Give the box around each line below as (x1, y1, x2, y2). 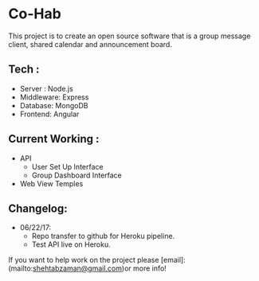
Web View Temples (19, 178, 84, 188)
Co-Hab (8, 5, 61, 23)
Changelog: (8, 201, 68, 215)
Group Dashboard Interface (31, 170, 122, 180)
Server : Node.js (19, 84, 73, 93)
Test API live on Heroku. (31, 240, 111, 249)
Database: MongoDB (19, 100, 88, 110)
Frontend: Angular (19, 109, 80, 119)
